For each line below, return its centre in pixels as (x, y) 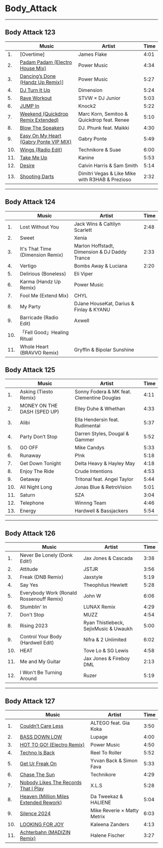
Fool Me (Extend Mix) (44, 296)
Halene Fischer (108, 835)
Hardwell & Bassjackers (101, 511)
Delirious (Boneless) (43, 274)
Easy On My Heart (41, 136)
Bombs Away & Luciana (101, 265)
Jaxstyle (93, 577)
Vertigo (28, 265)
